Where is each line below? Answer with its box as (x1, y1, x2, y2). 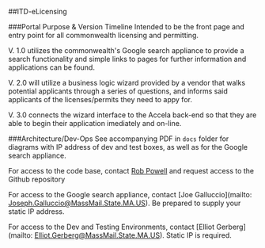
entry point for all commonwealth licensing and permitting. (8, 31, 199, 40)
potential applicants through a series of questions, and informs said (8, 86, 228, 96)
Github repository (8, 174, 66, 184)
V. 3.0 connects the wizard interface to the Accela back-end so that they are (8, 110, 257, 120)
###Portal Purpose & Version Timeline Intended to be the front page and (8, 22, 244, 31)
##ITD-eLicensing (8, 7, 67, 16)
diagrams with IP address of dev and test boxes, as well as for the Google (8, 143, 248, 151)
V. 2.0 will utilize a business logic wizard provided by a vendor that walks (8, 78, 246, 87)
